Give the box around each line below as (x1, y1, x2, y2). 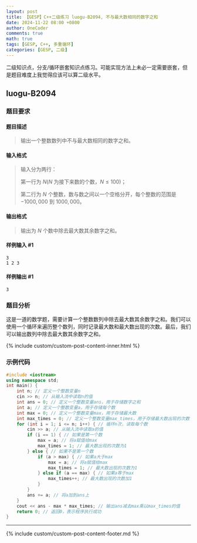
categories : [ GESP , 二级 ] (6, 47, 68, 53)
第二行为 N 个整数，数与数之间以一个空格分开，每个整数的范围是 (20, 191, 177, 198)
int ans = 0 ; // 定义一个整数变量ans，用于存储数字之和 (16, 399, 141, 405)
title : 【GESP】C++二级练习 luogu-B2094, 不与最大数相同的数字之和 (6, 14, 158, 20)
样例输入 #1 (6, 242, 34, 249)
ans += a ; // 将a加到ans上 (27, 492, 90, 498)
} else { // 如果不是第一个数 (27, 448, 94, 454)
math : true (6, 36, 33, 42)
